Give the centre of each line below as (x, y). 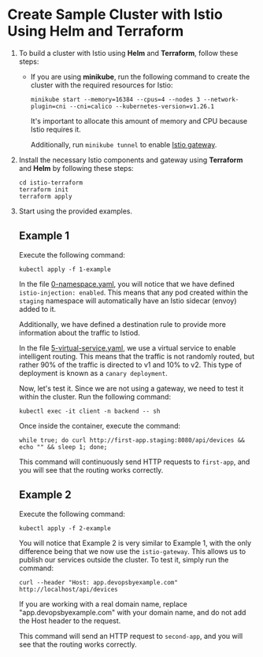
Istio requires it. (56, 129)
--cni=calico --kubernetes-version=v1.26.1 (142, 106)
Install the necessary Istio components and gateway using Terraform (131, 160)
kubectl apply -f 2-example (65, 528)
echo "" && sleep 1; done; (63, 447)
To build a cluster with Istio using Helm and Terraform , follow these (128, 53)
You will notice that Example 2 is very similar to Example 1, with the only (135, 543)
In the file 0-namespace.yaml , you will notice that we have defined (127, 284)
